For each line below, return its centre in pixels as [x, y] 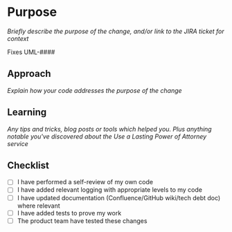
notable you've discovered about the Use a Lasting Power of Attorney [107, 136]
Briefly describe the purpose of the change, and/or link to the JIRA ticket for [116, 31]
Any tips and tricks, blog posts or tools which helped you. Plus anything [110, 129]
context [18, 38]
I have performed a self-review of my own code [85, 182]
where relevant [38, 206]
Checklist [28, 165]
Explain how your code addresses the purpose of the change [95, 90]
